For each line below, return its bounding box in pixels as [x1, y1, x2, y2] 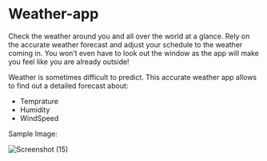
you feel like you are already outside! [8, 57, 130, 66]
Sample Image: [8, 129, 58, 139]
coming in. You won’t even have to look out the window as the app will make [8, 48, 260, 58]
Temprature [19, 96, 58, 106]
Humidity [19, 105, 50, 115]
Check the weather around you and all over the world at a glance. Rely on [8, 31, 250, 41]
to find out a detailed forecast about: [8, 81, 129, 91]
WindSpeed [19, 113, 59, 123]
